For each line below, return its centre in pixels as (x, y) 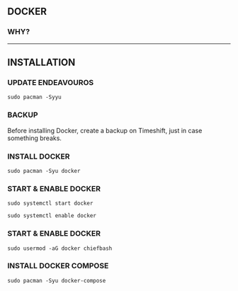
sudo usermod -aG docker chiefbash (60, 248)
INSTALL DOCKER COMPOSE (58, 266)
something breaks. (35, 138)
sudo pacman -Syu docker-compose (57, 280)
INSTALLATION (41, 63)
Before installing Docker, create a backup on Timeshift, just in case (105, 130)
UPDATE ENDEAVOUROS (51, 82)
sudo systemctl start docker (50, 204)
